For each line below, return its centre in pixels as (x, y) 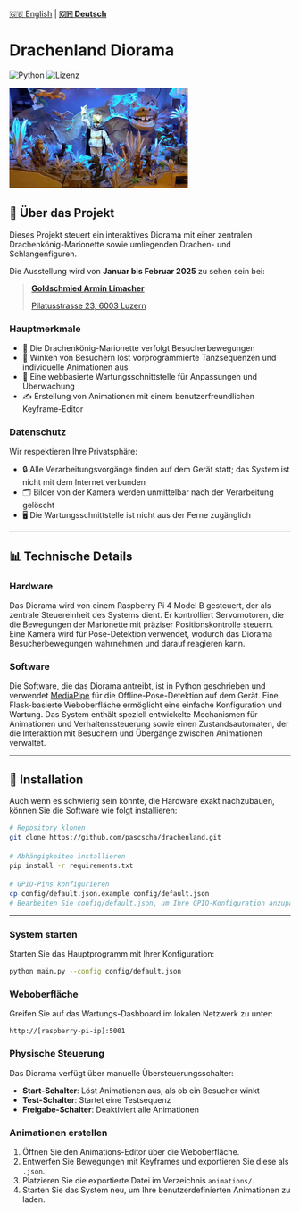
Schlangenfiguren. (43, 254)
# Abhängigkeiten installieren (67, 856)
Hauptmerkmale (45, 329)
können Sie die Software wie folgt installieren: (93, 811)
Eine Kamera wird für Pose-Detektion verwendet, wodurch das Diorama (141, 634)
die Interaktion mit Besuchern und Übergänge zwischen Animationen (136, 733)
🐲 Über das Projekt (62, 213)
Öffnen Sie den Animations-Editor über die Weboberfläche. (131, 1152)
